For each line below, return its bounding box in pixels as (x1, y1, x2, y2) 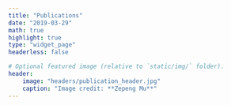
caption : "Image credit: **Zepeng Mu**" (22, 84, 157, 92)
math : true (8, 26, 44, 34)
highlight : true (8, 33, 62, 42)
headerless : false (8, 48, 69, 56)
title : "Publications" (8, 11, 83, 20)
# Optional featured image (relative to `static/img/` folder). (8, 62, 225, 71)
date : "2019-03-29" (8, 19, 73, 27)
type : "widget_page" (8, 41, 77, 49)
